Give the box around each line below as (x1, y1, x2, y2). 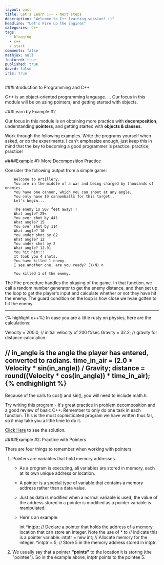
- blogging (9, 35, 32, 40)
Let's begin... (14, 198, 45, 203)
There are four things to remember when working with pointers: (5, 446, 133, 452)
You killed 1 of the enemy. (14, 271, 71, 276)
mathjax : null (5, 52, 34, 58)
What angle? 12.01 (14, 246, 51, 250)
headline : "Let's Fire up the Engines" (5, 21, 86, 26)
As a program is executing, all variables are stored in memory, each (19, 465, 155, 471)
